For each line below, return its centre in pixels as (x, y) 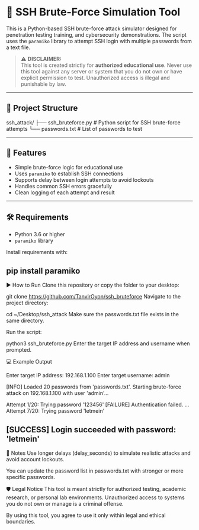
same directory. (25, 321)
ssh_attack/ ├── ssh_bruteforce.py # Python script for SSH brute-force (93, 122)
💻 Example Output (29, 362)
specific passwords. (31, 477)
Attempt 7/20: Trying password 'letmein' (55, 411)
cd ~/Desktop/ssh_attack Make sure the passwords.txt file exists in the (93, 314)
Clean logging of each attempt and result (65, 192)
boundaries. (21, 521)
